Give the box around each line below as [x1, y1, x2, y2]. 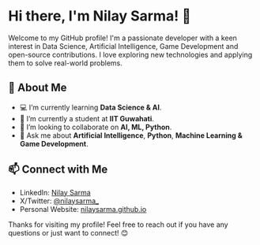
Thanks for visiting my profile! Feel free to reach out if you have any [8, 220, 228, 229]
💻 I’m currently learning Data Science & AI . [19, 102, 162, 112]
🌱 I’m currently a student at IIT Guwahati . [19, 113, 154, 123]
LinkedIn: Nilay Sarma [19, 187, 91, 197]
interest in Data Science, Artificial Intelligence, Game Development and [8, 41, 239, 50]
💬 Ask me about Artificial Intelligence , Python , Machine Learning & [19, 130, 243, 140]
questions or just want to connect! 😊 [8, 228, 129, 237]
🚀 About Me [8, 81, 67, 95]
